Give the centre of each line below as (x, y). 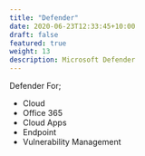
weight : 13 (30, 52)
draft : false (34, 34)
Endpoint (39, 132)
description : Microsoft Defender (72, 60)
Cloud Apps (44, 122)
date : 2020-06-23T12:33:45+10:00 (72, 26)
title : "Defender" (44, 18)
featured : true (38, 43)
